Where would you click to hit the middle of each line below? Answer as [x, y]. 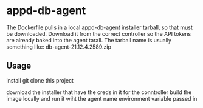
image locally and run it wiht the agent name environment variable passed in [102, 98]
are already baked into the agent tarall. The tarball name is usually [89, 40]
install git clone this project [40, 80]
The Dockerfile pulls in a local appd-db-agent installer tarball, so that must [99, 27]
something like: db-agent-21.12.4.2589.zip [59, 47]
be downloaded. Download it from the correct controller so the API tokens [99, 33]
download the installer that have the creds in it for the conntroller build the [99, 92]
